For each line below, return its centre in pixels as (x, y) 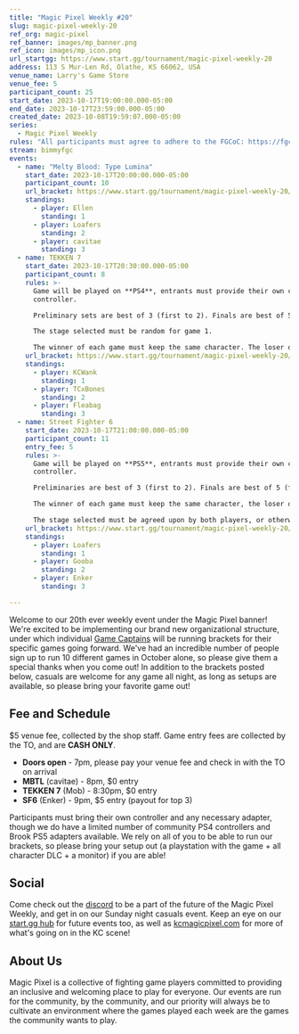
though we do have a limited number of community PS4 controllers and (140, 826)
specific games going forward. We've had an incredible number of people (144, 648)
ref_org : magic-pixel (49, 34)
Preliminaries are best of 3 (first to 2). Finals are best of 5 (156, 488)
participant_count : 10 (67, 184)
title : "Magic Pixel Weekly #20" (71, 17)
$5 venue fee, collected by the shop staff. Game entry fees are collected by (148, 735)
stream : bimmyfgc (41, 150)
